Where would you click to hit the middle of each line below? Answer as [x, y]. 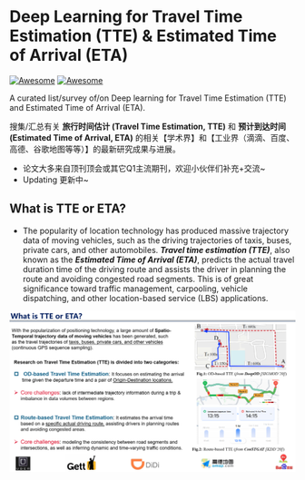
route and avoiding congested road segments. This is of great [138, 279]
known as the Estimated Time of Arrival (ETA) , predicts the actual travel [158, 260]
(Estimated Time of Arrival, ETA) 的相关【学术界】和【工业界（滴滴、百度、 [152, 137]
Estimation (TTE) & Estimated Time [143, 36]
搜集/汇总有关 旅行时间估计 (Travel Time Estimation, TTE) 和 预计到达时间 [148, 126]
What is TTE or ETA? [68, 209]
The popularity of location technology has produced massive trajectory [155, 230]
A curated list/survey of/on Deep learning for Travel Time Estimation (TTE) [148, 98]
